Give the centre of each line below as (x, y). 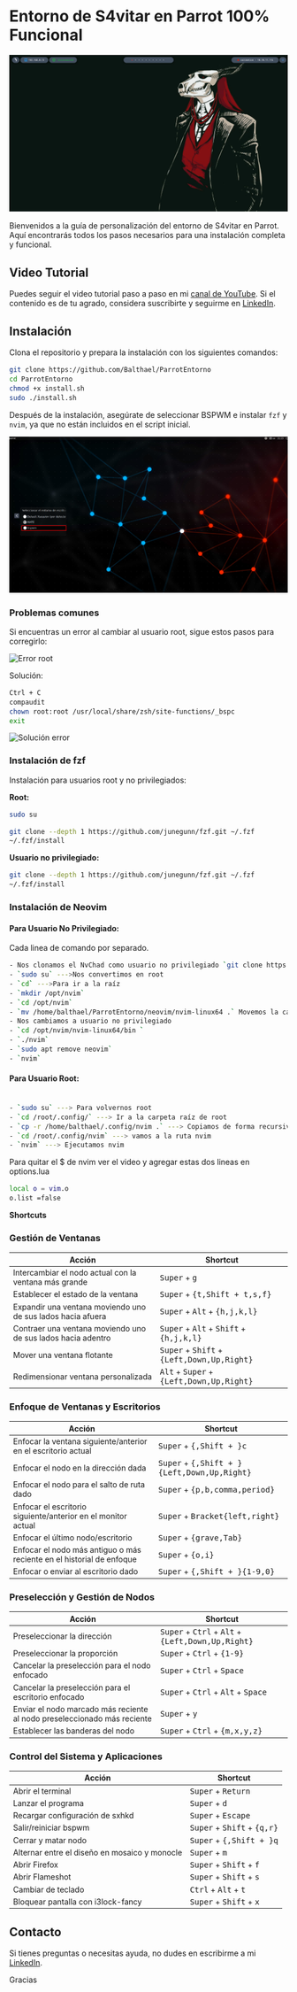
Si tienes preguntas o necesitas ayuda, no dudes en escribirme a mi (133, 1953)
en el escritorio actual (52, 1450)
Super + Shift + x (225, 1902)
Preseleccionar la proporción (65, 1654)
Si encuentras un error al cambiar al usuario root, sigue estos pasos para (142, 631)
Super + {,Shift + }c (202, 1446)
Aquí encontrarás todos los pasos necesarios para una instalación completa (147, 235)
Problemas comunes (54, 613)
